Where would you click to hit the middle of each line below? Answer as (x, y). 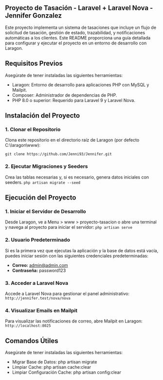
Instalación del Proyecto (43, 116)
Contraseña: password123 (39, 270)
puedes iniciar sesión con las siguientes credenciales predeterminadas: (77, 256)
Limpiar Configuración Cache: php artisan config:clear (67, 372)
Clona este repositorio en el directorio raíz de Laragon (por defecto (72, 140)
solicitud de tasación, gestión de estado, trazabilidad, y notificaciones (75, 32)
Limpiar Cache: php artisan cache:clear (52, 367)
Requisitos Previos (34, 64)
